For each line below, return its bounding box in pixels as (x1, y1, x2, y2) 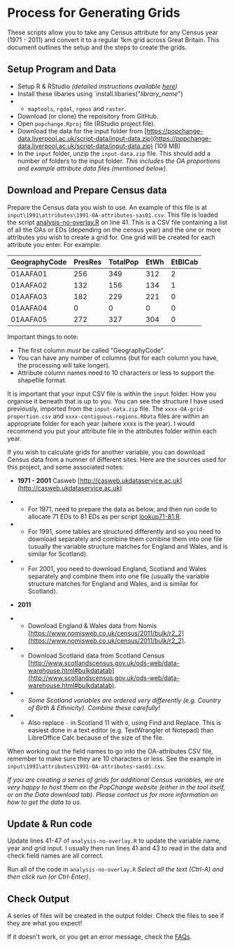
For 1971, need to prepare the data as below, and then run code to (27, 505, 218, 513)
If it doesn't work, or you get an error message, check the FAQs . (7, 933, 192, 941)
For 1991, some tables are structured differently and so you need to (27, 527, 222, 535)
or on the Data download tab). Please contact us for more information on (7, 790, 218, 799)
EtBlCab (171, 257, 199, 267)
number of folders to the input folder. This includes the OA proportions (17, 156, 221, 165)
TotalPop (108, 257, 139, 267)
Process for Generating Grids (7, 5, 180, 21)
